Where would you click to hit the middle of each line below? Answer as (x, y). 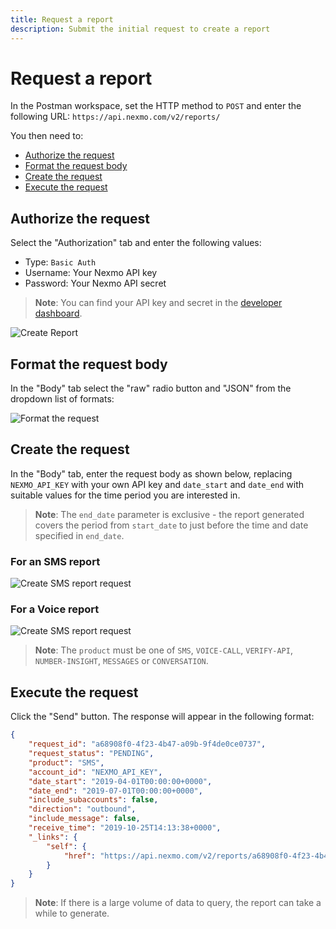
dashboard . (58, 313)
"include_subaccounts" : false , (93, 800)
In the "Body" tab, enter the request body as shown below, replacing (151, 473)
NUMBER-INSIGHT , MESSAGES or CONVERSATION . (121, 661)
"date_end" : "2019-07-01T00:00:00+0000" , (115, 791)
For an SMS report (55, 561)
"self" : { (66, 846)
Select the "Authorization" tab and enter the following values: (136, 243)
